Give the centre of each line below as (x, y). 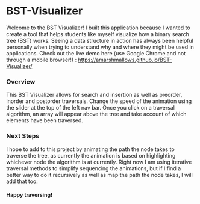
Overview (21, 81)
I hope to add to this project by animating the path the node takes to (90, 149)
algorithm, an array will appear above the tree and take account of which (96, 114)
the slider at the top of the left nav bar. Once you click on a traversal (90, 108)
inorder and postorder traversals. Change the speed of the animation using (99, 101)
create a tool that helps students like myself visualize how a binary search (98, 34)
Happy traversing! (30, 195)
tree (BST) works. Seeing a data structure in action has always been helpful (100, 40)
